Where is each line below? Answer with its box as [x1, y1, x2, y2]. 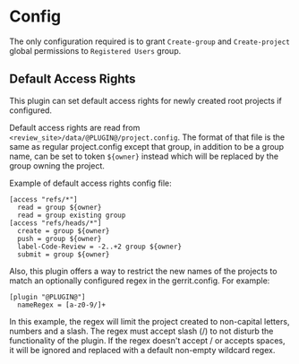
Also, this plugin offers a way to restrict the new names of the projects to [9, 265, 278, 276]
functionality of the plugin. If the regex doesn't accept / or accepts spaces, [9, 334, 286, 346]
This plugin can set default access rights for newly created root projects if [9, 95, 282, 106]
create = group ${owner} [17, 226, 110, 235]
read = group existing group [17, 211, 126, 220]
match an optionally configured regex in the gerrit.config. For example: [9, 275, 270, 286]
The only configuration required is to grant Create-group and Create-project [9, 36, 291, 47]
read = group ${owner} [17, 203, 102, 212]
